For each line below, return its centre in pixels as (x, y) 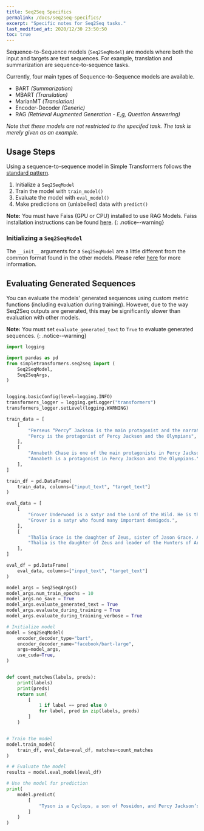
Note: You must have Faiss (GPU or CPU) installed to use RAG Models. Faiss (102, 216)
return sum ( (32, 694)
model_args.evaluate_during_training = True (63, 610)
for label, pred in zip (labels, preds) (89, 711)
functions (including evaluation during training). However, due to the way (97, 304)
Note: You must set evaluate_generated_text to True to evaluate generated (100, 329)
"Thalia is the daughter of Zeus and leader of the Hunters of (110, 543)
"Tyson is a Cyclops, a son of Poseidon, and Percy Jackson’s (119, 806)
